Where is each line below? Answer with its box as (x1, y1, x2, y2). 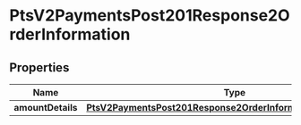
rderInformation (9, 24, 131, 45)
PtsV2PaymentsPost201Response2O (9, 5, 290, 26)
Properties (9, 60, 70, 75)
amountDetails (13, 102, 78, 113)
